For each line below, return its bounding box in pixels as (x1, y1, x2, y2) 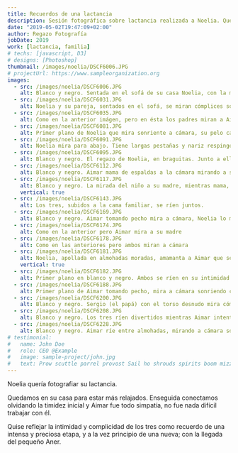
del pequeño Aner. (7, 437, 62, 446)
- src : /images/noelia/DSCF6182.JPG (13, 268, 122, 275)
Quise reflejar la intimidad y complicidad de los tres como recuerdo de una (7, 422, 225, 430)
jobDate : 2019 (7, 37, 50, 44)
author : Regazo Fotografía (7, 30, 87, 38)
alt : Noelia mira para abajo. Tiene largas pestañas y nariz (20, 143, 204, 150)
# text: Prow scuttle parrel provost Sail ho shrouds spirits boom (7, 360, 217, 368)
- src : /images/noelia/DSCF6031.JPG (13, 97, 122, 104)
